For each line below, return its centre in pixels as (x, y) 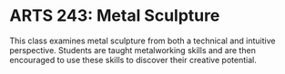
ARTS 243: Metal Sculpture (115, 16)
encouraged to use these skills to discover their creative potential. (133, 60)
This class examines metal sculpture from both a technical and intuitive (142, 41)
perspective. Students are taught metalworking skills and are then (133, 50)
